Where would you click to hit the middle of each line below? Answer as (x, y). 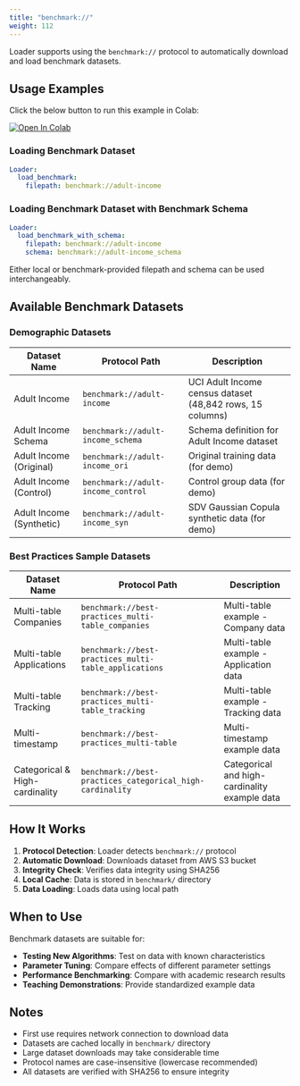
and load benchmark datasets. (65, 61)
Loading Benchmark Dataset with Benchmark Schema (129, 209)
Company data (254, 628)
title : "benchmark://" (51, 17)
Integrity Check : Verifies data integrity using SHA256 (121, 870)
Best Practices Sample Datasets (80, 556)
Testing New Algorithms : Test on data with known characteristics (144, 956)
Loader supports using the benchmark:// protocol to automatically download (149, 51)
